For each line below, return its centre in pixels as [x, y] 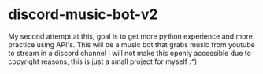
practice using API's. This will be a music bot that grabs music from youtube [132, 44]
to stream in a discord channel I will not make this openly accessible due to [130, 53]
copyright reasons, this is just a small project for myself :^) [103, 61]
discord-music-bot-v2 [83, 15]
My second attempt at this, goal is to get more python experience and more [131, 36]
